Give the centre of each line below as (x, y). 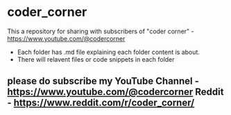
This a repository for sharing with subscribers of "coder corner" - (101, 31)
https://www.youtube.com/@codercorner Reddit (115, 92)
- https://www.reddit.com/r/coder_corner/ (101, 103)
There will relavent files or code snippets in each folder (96, 59)
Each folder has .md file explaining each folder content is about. (108, 52)
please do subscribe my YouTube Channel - (103, 81)
